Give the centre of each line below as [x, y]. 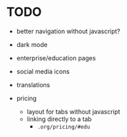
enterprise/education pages [56, 58]
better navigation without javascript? [68, 31]
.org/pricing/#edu [63, 127]
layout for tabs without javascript [74, 111]
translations [33, 84]
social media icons [43, 71]
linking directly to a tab [59, 119]
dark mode [32, 44]
